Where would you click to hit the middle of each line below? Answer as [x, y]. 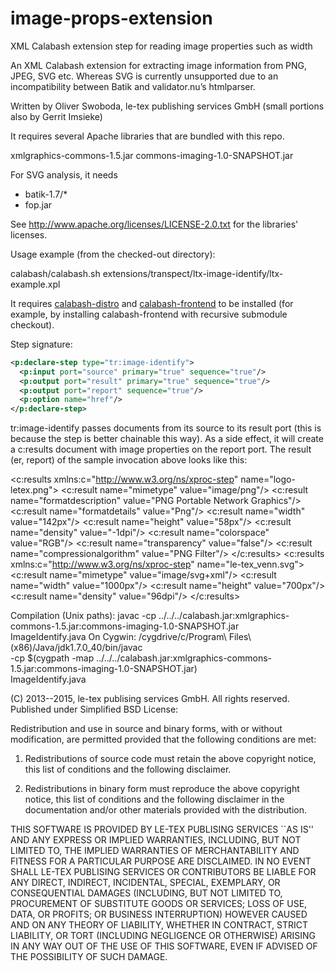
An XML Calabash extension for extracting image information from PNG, [159, 65]
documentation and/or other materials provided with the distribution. [165, 810]
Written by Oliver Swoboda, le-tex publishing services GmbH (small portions [167, 106]
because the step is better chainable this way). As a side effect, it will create [167, 439]
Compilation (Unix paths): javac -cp [83, 616]
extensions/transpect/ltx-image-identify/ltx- [193, 273]
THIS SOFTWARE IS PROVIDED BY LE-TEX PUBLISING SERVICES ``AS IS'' [162, 829]
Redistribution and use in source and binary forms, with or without [146, 729]
